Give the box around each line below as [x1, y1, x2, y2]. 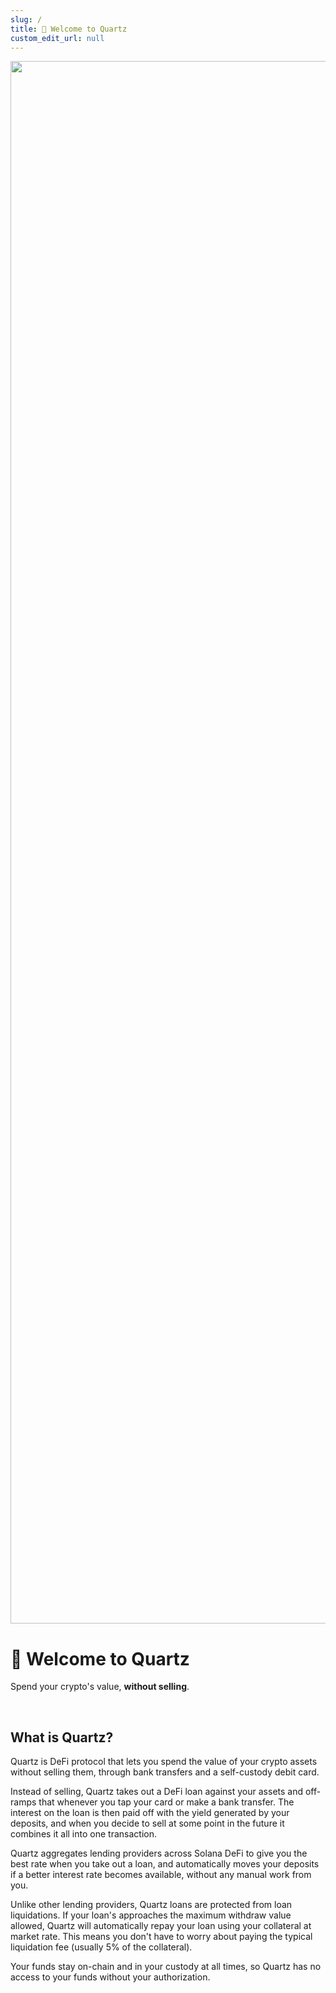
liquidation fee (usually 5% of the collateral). [10, 1941, 193, 1953]
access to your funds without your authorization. [10, 1971, 211, 1983]
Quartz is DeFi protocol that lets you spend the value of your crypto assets [10, 1756, 318, 1768]
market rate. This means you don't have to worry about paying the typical [10, 1931, 313, 1943]
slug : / [10, 14, 43, 25]
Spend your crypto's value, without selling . [10, 1681, 190, 1693]
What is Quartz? [10, 1729, 114, 1746]
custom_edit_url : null [10, 33, 105, 43]
